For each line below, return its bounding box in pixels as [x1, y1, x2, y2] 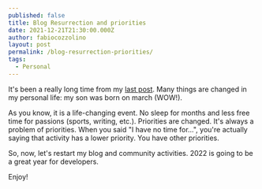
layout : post [8, 41, 51, 49]
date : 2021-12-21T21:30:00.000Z [8, 26, 114, 34]
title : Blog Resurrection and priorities [8, 19, 147, 27]
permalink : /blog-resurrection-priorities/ [8, 48, 154, 56]
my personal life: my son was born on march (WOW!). [8, 92, 183, 102]
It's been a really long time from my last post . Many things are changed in [8, 84, 247, 94]
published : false [8, 11, 65, 20]
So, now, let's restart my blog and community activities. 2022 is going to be [8, 148, 254, 157]
